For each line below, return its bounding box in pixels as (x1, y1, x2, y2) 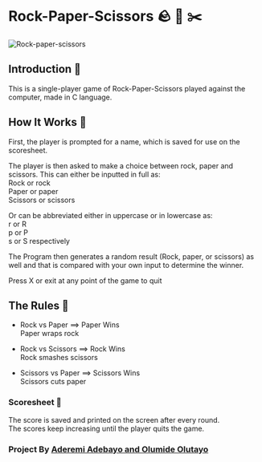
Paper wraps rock (19, 329, 80, 338)
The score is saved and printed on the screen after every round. (8, 415, 220, 424)
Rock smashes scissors (19, 353, 98, 363)
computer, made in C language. (8, 92, 113, 102)
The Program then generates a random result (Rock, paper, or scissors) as (8, 251, 255, 261)
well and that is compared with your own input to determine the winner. (8, 260, 244, 269)
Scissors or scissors (8, 195, 76, 205)
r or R (8, 219, 27, 229)
